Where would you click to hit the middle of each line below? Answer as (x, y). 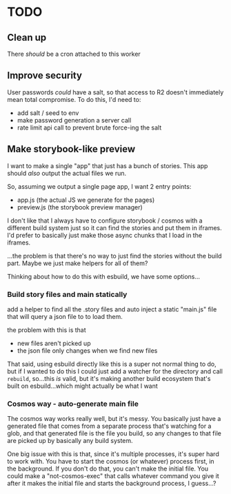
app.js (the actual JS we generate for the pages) (86, 200)
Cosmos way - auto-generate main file (73, 404)
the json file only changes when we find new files (87, 350)
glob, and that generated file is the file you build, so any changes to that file (114, 433)
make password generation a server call (74, 120)
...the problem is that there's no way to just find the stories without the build (114, 256)
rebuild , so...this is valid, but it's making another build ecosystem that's (109, 378)
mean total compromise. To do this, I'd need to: (74, 99)
